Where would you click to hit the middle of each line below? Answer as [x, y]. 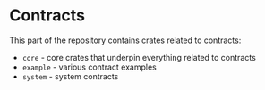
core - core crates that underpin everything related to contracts [139, 57]
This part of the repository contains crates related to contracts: [125, 40]
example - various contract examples [89, 67]
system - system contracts [70, 76]
